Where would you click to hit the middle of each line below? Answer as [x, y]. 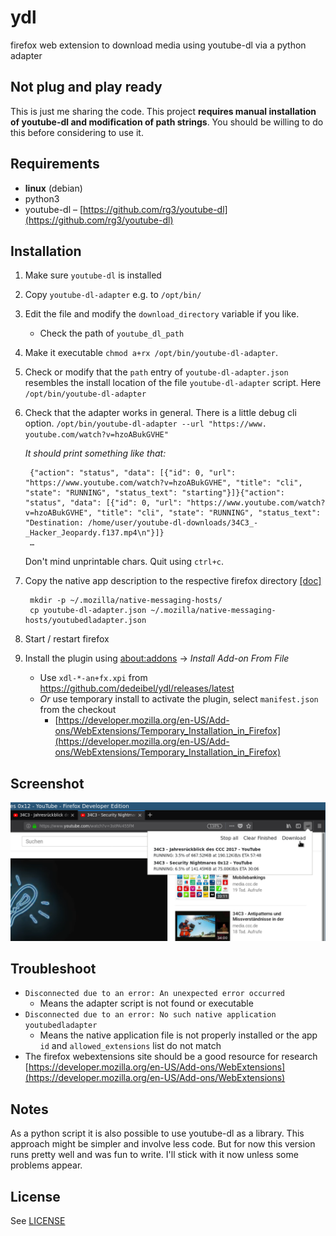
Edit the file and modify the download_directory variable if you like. [162, 314]
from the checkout [78, 710]
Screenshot [47, 783]
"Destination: [54, 523]
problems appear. [46, 1165]
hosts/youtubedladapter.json [85, 621]
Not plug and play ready [86, 87]
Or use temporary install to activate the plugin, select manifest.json [179, 699]
